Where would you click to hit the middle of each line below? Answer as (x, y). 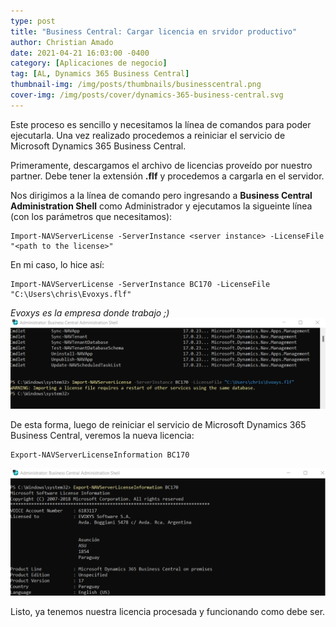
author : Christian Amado (62, 42)
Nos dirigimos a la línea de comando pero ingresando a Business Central (161, 195)
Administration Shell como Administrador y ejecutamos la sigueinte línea (161, 206)
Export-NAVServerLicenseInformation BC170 (100, 455)
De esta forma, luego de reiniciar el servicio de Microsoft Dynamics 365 (158, 425)
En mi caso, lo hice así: (57, 264)
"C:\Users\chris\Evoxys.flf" (71, 294)
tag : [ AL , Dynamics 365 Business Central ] (100, 74)
